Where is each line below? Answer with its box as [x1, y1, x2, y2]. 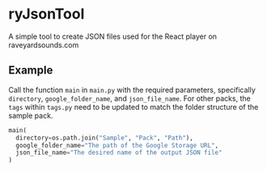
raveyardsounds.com [8, 40, 79, 49]
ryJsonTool [8, 5, 85, 23]
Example [8, 64, 53, 77]
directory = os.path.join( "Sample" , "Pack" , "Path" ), [15, 134, 194, 142]
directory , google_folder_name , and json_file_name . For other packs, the [8, 94, 251, 103]
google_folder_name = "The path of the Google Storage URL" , [15, 141, 219, 149]
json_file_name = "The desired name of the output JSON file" [15, 148, 222, 157]
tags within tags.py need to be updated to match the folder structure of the [8, 102, 259, 111]
